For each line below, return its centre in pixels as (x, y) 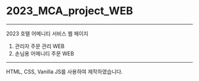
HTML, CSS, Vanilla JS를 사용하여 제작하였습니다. (65, 72)
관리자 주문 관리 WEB (40, 46)
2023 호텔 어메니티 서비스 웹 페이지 (47, 33)
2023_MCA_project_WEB (70, 11)
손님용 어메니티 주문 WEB (44, 53)
